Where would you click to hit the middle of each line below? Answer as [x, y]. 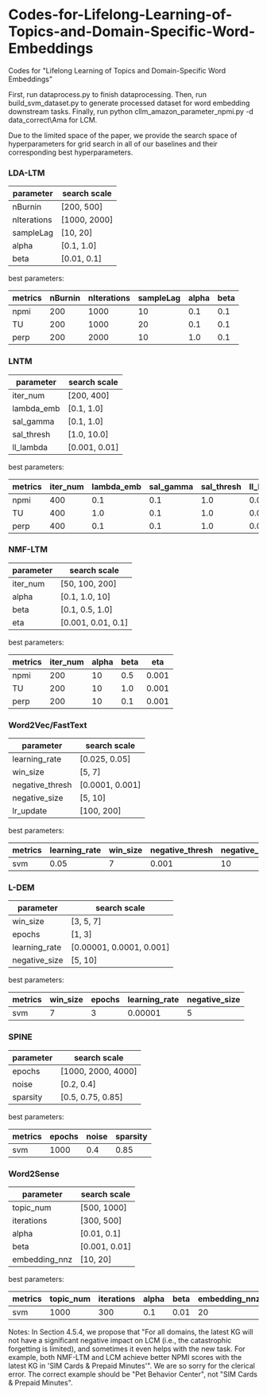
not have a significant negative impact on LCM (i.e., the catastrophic [120, 1341]
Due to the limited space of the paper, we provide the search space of [123, 135]
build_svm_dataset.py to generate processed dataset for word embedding [129, 103]
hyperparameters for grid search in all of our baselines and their [113, 143]
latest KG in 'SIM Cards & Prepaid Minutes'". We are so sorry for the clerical [132, 1366]
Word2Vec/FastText [48, 725]
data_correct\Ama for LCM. [53, 120]
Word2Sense [34, 1174]
